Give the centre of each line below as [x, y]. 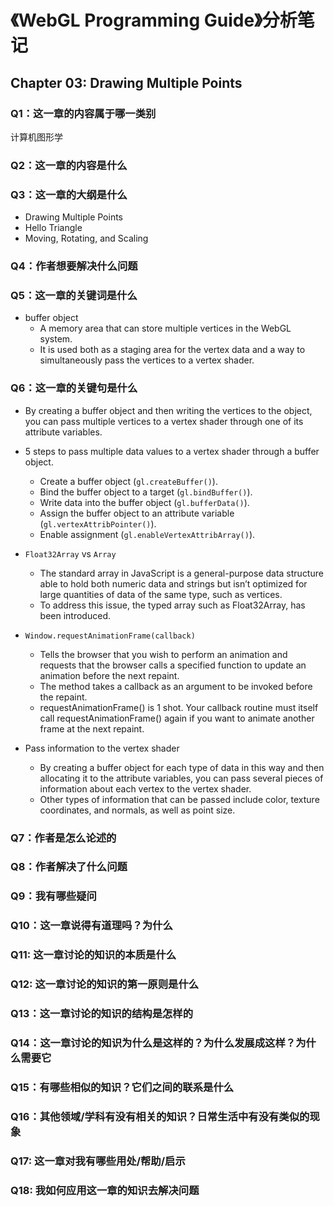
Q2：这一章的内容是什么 [69, 165]
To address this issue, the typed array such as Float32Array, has [172, 605]
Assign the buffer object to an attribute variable [137, 513]
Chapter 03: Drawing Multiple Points [126, 82]
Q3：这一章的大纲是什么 [69, 194]
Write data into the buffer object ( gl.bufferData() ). [144, 502]
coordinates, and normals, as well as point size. [137, 810]
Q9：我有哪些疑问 [53, 896]
